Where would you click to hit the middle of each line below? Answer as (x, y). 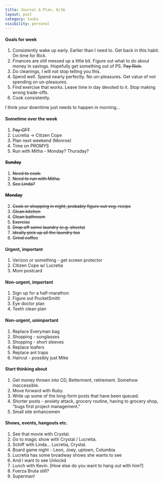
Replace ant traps (30, 352)
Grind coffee (25, 238)
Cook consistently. (31, 98)
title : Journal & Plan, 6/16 (35, 10)
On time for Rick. (29, 56)
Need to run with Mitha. (36, 179)
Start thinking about (26, 369)
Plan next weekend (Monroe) (42, 140)
